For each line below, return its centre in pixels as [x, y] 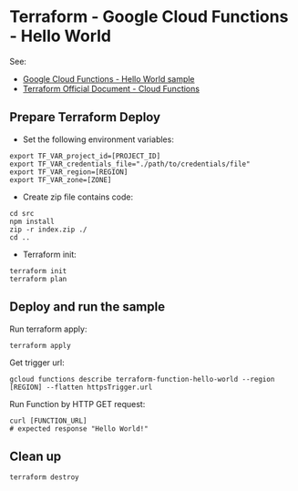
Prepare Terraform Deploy [85, 117]
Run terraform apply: [48, 329]
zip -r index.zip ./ [49, 230]
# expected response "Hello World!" [79, 429]
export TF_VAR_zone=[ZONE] [61, 179]
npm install [32, 221]
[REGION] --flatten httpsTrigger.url [81, 387]
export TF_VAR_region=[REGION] [69, 172]
